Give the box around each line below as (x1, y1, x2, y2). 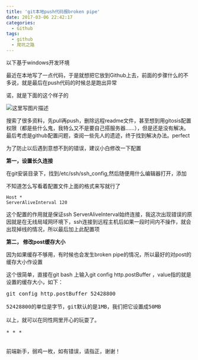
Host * (6, 194, 23, 200)
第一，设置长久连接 (6, 157, 53, 164)
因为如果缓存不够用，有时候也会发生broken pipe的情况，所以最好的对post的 (6, 251, 191, 258)
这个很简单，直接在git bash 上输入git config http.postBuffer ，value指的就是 (6, 271, 191, 278)
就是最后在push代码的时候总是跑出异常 (21, 79, 117, 86)
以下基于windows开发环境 (6, 59, 70, 66)
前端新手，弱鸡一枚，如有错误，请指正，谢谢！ (6, 348, 120, 355)
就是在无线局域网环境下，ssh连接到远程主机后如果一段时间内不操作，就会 (11, 218, 191, 225)
